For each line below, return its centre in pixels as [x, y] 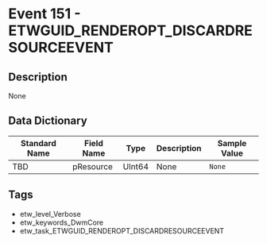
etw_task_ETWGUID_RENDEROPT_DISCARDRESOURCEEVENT [122, 230]
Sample [232, 143]
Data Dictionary [48, 121]
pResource [93, 166]
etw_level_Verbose [50, 214]
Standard [39, 143]
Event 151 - [44, 14]
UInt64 [136, 166]
